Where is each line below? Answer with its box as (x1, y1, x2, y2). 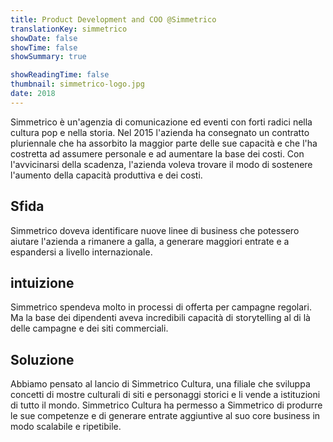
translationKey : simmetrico (10, 24, 128, 34)
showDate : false (10, 33, 78, 43)
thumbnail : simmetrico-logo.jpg (10, 79, 145, 90)
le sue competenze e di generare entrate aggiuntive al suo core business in (10, 410, 321, 422)
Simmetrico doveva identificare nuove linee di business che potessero (10, 224, 300, 236)
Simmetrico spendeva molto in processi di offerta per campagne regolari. (10, 301, 312, 313)
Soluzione (10, 351, 75, 368)
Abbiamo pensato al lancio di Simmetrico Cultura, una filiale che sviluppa (10, 378, 311, 390)
